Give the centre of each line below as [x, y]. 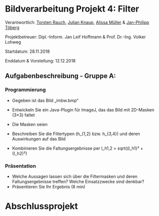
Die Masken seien [30, 124]
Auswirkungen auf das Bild [39, 139]
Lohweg [13, 42]
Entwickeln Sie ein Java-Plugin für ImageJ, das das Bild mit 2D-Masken [83, 109]
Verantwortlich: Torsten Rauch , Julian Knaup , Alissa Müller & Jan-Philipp [77, 22]
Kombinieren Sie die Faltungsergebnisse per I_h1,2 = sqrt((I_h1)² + [78, 148]
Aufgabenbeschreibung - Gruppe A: [60, 76]
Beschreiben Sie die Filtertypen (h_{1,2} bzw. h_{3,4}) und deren [76, 134]
